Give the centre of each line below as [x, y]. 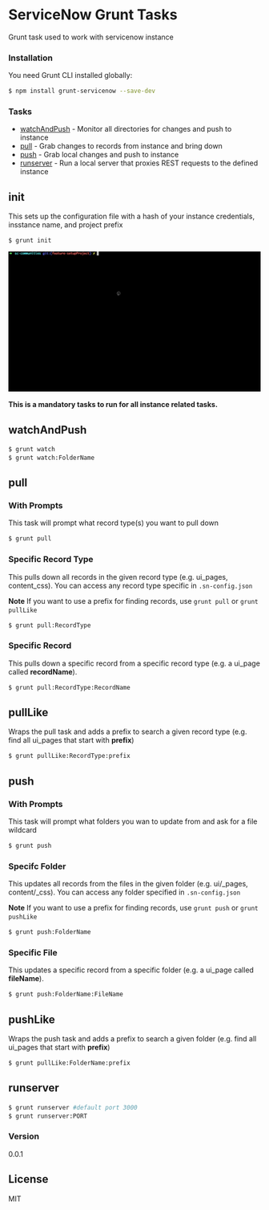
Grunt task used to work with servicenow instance [91, 37]
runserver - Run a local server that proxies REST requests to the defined [139, 163]
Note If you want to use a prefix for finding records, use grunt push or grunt [133, 908]
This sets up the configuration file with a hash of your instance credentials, [131, 216]
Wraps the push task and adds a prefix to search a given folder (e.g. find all [132, 1039]
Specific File [33, 952]
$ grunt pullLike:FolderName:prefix [69, 1063]
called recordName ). [43, 671]
